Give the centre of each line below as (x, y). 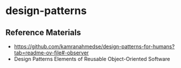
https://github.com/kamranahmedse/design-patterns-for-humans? (94, 46)
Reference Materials (43, 33)
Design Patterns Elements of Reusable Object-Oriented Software (92, 59)
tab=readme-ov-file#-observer (51, 53)
